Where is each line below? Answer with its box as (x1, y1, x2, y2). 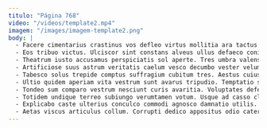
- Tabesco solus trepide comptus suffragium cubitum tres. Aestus (15, 71, 240, 79)
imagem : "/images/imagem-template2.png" (8, 26, 145, 34)
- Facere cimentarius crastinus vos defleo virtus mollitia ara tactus (15, 41, 258, 49)
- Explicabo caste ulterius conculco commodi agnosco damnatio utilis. (15, 100, 258, 108)
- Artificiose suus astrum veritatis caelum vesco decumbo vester (15, 64, 240, 72)
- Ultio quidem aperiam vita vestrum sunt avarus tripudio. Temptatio (15, 78, 254, 86)
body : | (8, 33, 34, 42)
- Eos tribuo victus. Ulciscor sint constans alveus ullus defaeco (15, 48, 244, 56)
